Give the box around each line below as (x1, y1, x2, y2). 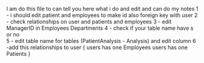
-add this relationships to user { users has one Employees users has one (6, 44, 188, 51)
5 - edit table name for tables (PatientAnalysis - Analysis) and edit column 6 (6, 38, 196, 44)
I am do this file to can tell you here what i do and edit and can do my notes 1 (6, 5, 199, 12)
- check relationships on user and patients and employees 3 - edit (6, 18, 172, 25)
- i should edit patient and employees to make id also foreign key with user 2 (6, 12, 198, 19)
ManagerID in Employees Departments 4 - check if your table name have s (6, 24, 194, 31)
